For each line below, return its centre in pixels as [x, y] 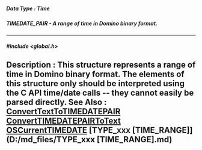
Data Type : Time [28, 8]
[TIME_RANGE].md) [134, 140]
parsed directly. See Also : [57, 102]
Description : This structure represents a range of [101, 65]
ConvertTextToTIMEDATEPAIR [63, 111]
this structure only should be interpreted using [96, 84]
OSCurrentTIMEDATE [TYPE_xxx [69, 131]
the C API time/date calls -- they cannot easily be [100, 93]
